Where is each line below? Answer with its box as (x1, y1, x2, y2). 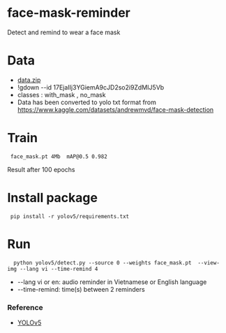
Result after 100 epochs (7, 165, 75, 173)
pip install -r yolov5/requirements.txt (10, 213, 130, 220)
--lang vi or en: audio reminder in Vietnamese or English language (17, 278, 207, 286)
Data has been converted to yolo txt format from (17, 98, 157, 106)
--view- (197, 259, 220, 267)
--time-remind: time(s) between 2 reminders (17, 285, 145, 293)
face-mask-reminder (7, 5, 131, 21)
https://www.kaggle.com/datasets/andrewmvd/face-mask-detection (17, 105, 214, 113)
